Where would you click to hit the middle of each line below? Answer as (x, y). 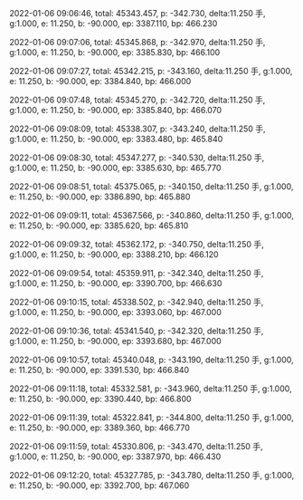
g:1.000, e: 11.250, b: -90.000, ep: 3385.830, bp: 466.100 (115, 52)
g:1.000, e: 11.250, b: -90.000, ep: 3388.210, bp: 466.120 (114, 255)
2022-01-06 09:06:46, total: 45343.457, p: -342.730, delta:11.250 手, (137, 13)
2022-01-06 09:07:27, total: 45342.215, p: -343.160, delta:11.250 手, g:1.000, (151, 71)
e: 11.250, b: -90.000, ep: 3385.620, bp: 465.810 (99, 226)
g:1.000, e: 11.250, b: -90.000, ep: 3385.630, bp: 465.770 (115, 168)
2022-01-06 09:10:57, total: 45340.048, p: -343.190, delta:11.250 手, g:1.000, (151, 360)
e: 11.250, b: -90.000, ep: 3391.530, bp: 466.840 (99, 370)
